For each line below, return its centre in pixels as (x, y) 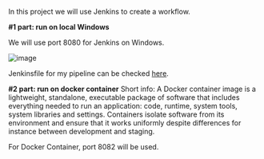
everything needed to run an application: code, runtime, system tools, (123, 106)
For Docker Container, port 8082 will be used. (84, 147)
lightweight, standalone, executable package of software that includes (124, 97)
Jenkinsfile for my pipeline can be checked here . (89, 74)
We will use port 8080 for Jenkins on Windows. (86, 42)
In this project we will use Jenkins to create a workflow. (99, 12)
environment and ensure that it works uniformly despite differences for (125, 123)
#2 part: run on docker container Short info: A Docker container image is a (132, 89)
